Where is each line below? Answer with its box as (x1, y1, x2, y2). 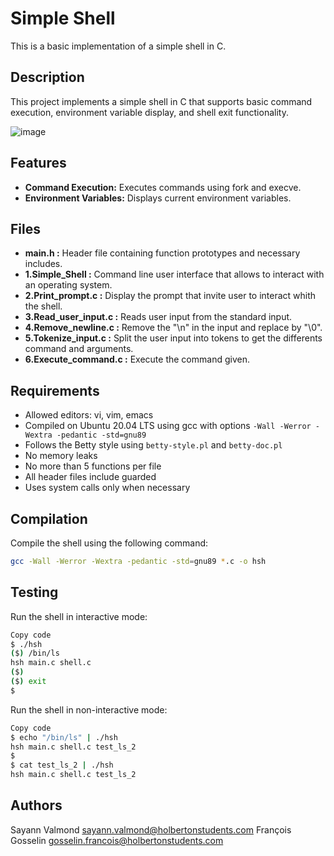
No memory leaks (24, 450, 98, 462)
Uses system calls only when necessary (24, 482, 191, 494)
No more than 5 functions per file (24, 460, 162, 472)
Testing (10, 584, 59, 601)
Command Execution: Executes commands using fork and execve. (24, 181, 302, 193)
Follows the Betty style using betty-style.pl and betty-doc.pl (24, 439, 283, 451)
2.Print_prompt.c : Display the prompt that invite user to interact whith (24, 290, 317, 302)
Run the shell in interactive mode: (10, 610, 148, 622)
